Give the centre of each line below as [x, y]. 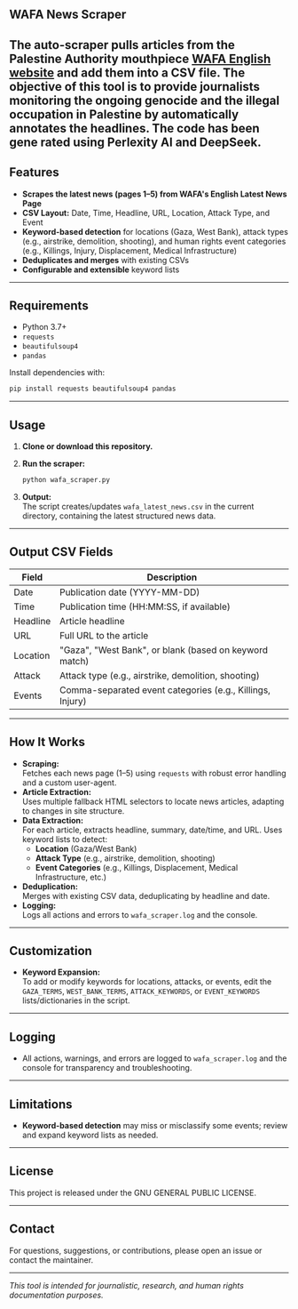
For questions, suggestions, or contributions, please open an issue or [136, 1250]
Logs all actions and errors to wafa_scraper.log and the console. [140, 914]
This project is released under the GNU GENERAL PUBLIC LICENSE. [133, 1193]
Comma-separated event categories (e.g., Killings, [165, 690]
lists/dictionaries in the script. [76, 1000]
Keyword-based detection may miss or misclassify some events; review [155, 1126]
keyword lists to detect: [65, 839]
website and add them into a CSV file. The [127, 72]
